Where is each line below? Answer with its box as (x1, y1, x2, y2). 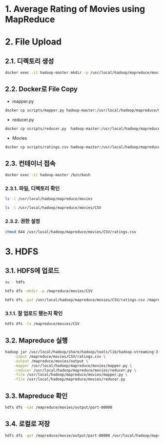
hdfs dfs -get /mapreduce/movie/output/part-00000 (5, 433, 110, 438)
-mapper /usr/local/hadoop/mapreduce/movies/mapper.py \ (14, 363, 132, 368)
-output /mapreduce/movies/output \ (14, 359, 89, 364)
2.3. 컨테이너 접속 (5, 159, 56, 168)
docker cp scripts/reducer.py (5, 126, 67, 131)
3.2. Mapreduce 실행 (5, 336, 68, 345)
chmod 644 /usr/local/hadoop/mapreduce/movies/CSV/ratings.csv (5, 229, 137, 234)
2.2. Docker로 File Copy (5, 85, 78, 94)
